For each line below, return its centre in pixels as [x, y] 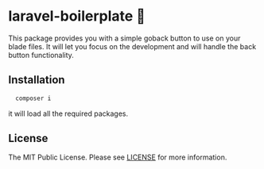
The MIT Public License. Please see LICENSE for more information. [118, 157]
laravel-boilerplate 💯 [77, 16]
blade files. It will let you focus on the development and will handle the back [132, 46]
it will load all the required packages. [68, 113]
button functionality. [41, 55]
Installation [37, 80]
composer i [33, 98]
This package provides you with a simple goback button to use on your [124, 38]
